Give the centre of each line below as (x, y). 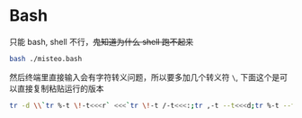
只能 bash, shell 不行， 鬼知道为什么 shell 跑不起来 (102, 41)
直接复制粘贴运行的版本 (60, 88)
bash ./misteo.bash (46, 59)
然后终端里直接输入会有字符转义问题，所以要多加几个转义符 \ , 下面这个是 (145, 77)
